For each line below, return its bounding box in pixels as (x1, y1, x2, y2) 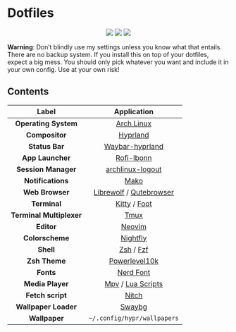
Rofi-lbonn (115, 153, 152, 163)
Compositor (25, 130, 67, 140)
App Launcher (22, 153, 71, 163)
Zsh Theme (27, 256, 66, 266)
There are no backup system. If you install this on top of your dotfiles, (7, 50, 209, 59)
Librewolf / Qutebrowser (94, 187, 174, 197)
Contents (7, 86, 49, 98)
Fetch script (25, 290, 67, 300)
